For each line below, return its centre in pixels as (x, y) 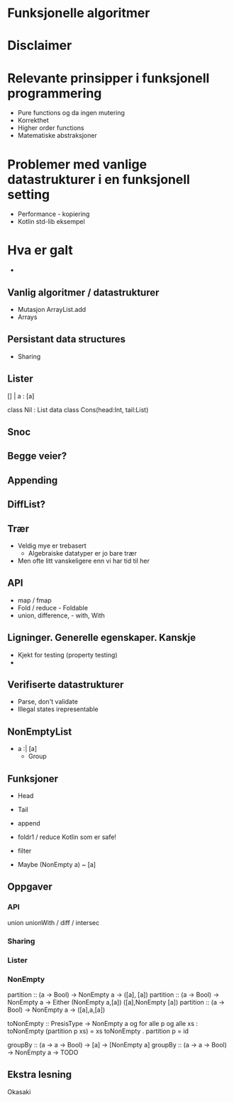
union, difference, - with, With (61, 615)
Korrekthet (33, 120)
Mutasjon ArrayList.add (52, 309)
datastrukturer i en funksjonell (99, 179)
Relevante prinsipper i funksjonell (108, 78)
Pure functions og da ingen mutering (71, 113)
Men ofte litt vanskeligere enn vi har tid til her (84, 561)
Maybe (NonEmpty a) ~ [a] (57, 865)
